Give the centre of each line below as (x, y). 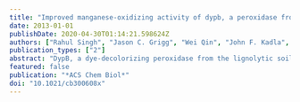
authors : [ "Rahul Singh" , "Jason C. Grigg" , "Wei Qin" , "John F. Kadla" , (150, 42)
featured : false (39, 67)
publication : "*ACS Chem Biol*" (69, 75)
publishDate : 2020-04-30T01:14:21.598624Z (89, 34)
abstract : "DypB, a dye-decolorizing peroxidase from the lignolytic (142, 59)
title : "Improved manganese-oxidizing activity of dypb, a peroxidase (143, 17)
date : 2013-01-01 (42, 26)
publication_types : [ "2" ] (57, 51)
